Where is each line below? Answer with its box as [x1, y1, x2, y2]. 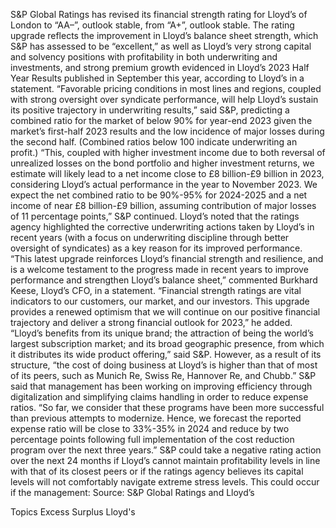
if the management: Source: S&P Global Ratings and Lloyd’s [10, 487, 255, 498]
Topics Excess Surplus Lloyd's [10, 506, 136, 518]
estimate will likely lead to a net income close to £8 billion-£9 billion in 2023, [10, 168, 325, 179]
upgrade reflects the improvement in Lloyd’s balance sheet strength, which [10, 30, 319, 41]
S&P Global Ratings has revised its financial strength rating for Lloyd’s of [10, 9, 308, 20]
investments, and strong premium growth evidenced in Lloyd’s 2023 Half [10, 62, 310, 73]
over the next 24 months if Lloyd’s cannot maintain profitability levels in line [10, 455, 321, 466]
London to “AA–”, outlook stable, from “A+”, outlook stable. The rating [10, 19, 295, 31]
